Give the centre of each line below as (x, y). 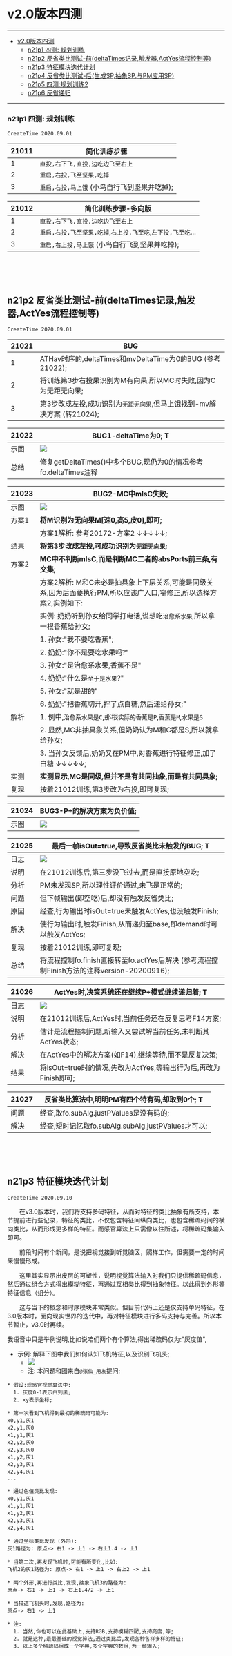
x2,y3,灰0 (21, 1450)
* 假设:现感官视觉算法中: (39, 1385)
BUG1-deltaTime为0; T (130, 436)
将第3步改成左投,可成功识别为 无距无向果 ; (104, 546)
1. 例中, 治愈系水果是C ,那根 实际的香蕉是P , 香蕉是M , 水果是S (122, 717)
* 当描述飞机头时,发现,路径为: (46, 1603)
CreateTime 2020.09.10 (40, 1198)
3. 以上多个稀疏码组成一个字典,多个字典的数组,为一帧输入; (87, 1646)
